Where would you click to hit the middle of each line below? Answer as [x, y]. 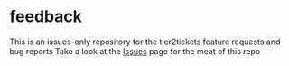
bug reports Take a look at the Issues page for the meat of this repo [135, 51]
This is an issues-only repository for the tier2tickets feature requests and [145, 42]
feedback [46, 17]
